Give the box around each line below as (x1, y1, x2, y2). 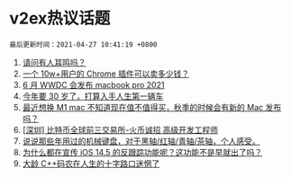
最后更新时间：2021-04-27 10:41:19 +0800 (9, 40, 158, 49)
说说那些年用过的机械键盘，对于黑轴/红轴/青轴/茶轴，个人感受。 (22, 136, 260, 146)
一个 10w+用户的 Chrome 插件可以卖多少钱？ (22, 68, 190, 79)
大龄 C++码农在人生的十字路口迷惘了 (22, 158, 160, 169)
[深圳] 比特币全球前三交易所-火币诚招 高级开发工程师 (22, 124, 219, 135)
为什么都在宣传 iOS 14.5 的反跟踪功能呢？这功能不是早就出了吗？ (22, 146, 263, 157)
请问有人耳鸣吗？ (22, 57, 86, 67)
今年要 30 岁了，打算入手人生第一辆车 (22, 91, 164, 102)
